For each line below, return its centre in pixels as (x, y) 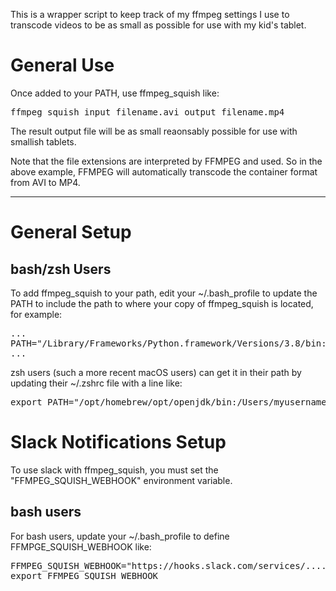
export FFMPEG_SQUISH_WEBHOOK (84, 575)
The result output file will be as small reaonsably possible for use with (154, 131)
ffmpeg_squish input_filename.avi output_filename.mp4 (147, 112)
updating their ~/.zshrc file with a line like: (96, 383)
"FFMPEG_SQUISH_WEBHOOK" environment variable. (121, 480)
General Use (62, 65)
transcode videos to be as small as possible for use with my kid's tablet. (158, 25)
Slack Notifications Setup (118, 442)
